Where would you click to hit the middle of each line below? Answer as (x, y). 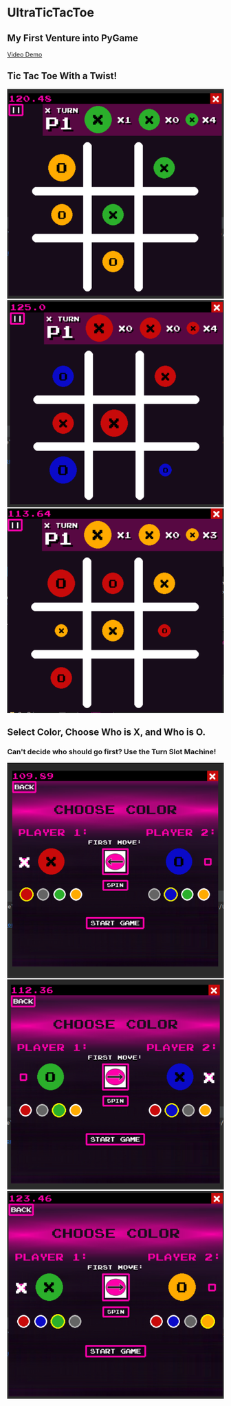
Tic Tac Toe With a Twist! (62, 76)
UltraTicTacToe (51, 13)
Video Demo (25, 54)
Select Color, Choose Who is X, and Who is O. (107, 733)
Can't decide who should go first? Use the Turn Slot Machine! (112, 752)
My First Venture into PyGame (73, 38)
